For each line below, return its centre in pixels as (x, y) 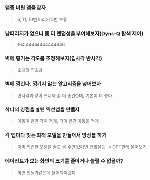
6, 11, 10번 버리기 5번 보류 (42, 19)
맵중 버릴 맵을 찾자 (26, 7)
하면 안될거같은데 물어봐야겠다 (46, 173)
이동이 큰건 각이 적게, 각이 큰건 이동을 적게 (58, 121)
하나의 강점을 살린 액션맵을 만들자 (42, 109)
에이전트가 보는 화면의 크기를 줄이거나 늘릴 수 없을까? (64, 161)
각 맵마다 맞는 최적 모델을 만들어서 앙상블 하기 (56, 135)
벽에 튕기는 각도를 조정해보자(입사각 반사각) (54, 58)
